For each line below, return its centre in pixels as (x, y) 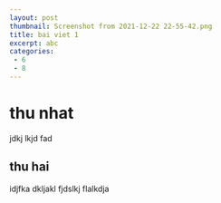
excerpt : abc (34, 43)
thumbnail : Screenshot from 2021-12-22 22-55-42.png (111, 26)
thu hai (29, 167)
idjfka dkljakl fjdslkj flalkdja (59, 188)
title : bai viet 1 (44, 34)
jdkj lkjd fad (31, 138)
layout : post (34, 18)
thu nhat (42, 113)
